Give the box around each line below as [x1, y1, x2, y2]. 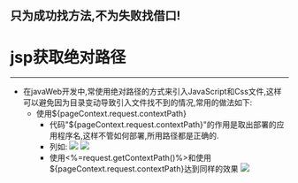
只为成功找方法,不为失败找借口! [10, 8, 181, 24]
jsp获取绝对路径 [10, 47, 126, 67]
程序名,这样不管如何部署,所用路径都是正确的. [57, 131, 219, 141]
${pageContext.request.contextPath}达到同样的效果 [49, 164, 239, 174]
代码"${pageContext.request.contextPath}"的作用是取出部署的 [49, 119, 277, 130]
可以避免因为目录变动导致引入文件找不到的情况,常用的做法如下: [22, 97, 253, 108]
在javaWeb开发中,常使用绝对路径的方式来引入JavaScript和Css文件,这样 [22, 87, 282, 97]
